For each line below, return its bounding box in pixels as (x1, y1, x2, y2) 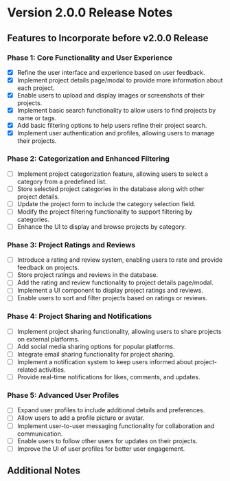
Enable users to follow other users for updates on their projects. (16, 436, 198, 445)
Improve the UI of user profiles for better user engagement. (16, 445, 185, 453)
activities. (38, 366, 67, 374)
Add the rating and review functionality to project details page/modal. (16, 278, 214, 287)
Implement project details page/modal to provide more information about (16, 76, 223, 84)
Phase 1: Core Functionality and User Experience (7, 53, 173, 63)
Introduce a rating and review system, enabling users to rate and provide (16, 256, 223, 264)
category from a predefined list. (16, 177, 108, 186)
